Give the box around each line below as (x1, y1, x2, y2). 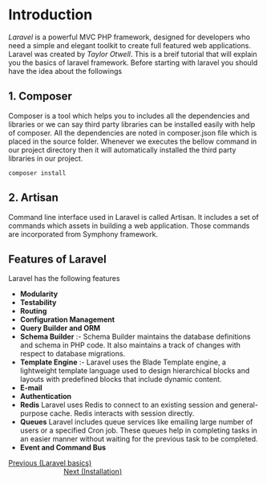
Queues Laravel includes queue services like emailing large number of (19, 417, 253, 427)
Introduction (8, 6, 93, 24)
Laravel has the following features (8, 274, 120, 283)
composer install (8, 169, 67, 177)
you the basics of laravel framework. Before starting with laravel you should (8, 58, 258, 67)
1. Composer (8, 90, 72, 104)
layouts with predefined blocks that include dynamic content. (19, 375, 222, 384)
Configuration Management (19, 315, 115, 324)
